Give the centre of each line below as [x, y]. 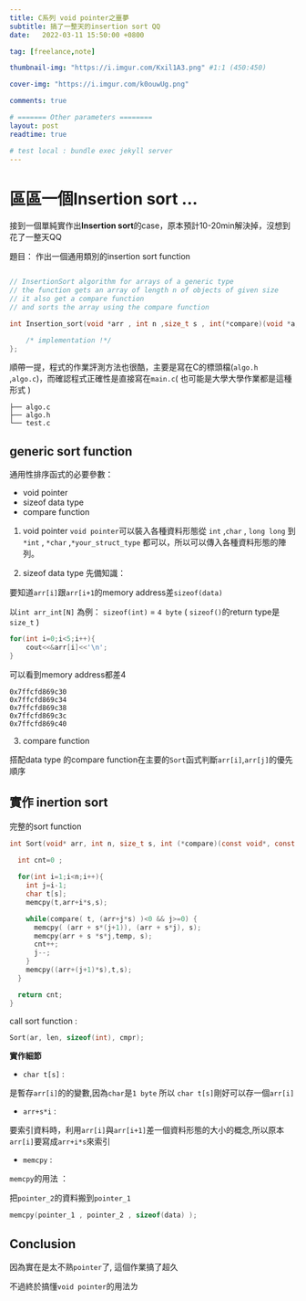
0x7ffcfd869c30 [38, 692]
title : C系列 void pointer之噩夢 [69, 18]
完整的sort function [46, 826]
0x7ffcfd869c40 [38, 724]
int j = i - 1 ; [46, 886]
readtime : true [38, 134]
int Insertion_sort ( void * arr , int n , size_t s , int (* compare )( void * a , [154, 324]
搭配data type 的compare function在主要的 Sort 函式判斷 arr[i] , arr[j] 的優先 [151, 760]
